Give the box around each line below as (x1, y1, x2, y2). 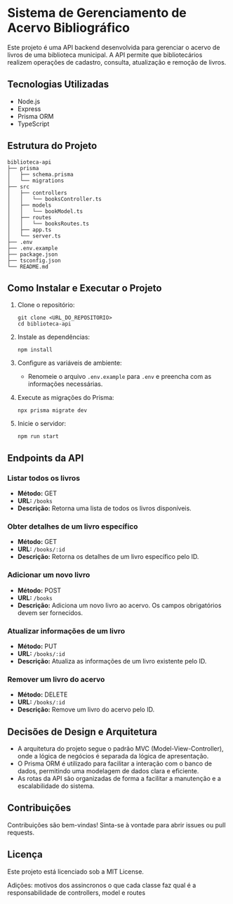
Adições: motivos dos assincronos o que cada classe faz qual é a (7, 881, 197, 889)
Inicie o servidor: (17, 420, 67, 428)
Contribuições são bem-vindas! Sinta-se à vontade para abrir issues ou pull (7, 820, 226, 829)
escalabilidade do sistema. (17, 782, 95, 790)
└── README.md (7, 263, 49, 270)
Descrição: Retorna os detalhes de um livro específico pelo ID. (17, 553, 199, 561)
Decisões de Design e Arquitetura (7, 725, 158, 737)
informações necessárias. (27, 380, 103, 388)
